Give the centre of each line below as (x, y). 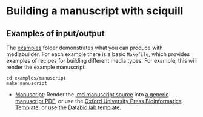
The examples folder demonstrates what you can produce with (85, 48)
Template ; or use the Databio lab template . (68, 107)
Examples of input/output (55, 33)
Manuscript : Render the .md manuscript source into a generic (92, 94)
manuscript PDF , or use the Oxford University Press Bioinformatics (98, 101)
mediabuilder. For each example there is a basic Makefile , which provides (98, 54)
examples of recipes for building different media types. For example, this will (101, 61)
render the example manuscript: (46, 67)
